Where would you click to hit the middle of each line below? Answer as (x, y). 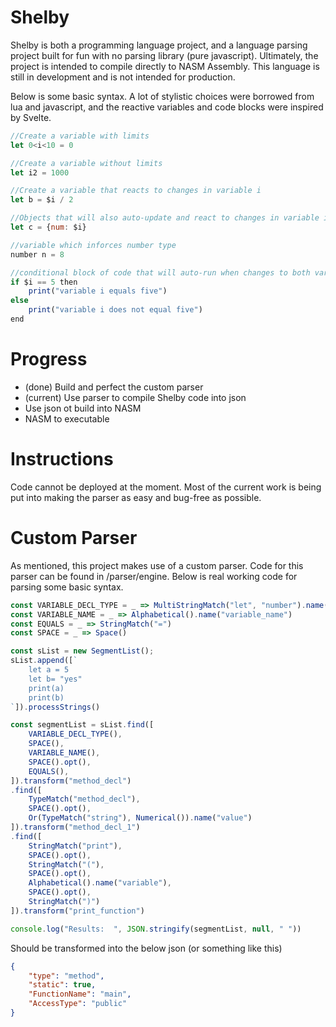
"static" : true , (62, 985)
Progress (49, 359)
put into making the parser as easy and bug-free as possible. (136, 497)
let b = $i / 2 (42, 200)
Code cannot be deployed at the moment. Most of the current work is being (166, 487)
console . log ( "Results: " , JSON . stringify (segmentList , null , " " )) (156, 929)
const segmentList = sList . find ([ (82, 725)
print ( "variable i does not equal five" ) (115, 310)
